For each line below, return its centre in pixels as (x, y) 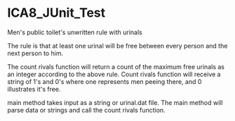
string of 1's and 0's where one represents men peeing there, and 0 (105, 81)
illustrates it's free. (34, 89)
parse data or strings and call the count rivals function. (87, 110)
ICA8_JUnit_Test (56, 13)
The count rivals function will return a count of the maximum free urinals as (116, 66)
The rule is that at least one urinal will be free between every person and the (117, 45)
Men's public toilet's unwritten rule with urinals (75, 32)
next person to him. (35, 53)
